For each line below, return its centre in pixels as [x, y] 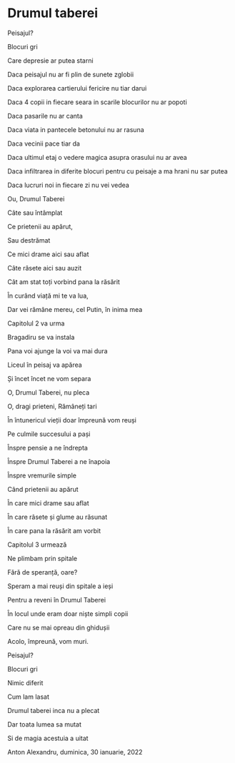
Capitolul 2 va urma [36, 323]
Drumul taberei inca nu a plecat [54, 710]
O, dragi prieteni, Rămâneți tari [52, 406]
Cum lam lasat [29, 697]
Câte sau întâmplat [35, 213]
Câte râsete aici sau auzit [45, 268]
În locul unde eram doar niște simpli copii [68, 613]
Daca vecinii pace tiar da [44, 143]
